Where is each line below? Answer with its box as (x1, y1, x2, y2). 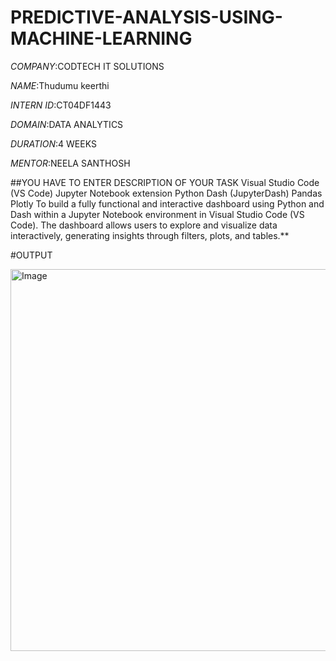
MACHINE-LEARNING (10, 27, 193, 50)
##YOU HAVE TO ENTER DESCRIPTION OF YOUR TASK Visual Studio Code (10, 176, 320, 188)
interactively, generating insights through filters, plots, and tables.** (10, 229, 290, 241)
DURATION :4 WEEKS (10, 137, 97, 150)
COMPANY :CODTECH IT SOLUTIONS (10, 60, 165, 72)
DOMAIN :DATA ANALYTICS (10, 118, 124, 130)
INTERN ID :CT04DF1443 (10, 99, 112, 111)
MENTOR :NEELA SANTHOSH (10, 157, 131, 169)
